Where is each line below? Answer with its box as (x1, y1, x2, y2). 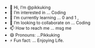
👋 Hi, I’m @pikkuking (9, 5, 51, 10)
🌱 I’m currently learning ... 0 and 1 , (9, 15, 79, 20)
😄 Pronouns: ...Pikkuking (9, 32, 60, 38)
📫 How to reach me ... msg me (9, 25, 71, 31)
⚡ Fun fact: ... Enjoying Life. (9, 37, 64, 43)
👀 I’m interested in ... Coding (9, 10, 66, 15)
